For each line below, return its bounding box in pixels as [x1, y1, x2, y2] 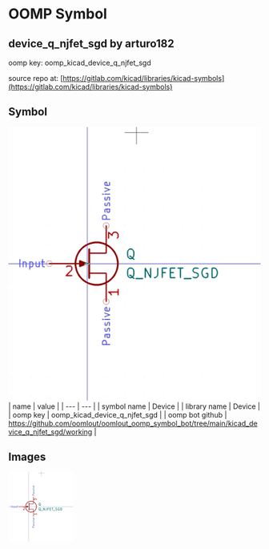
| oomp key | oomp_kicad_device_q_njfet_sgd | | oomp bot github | [8, 410, 227, 419]
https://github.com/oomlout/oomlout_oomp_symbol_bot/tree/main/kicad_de [8, 418, 258, 428]
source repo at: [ [8, 74, 63, 83]
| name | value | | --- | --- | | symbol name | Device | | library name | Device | [8, 402, 260, 411]
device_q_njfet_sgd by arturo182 [8, 37, 175, 50]
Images [8, 450, 46, 464]
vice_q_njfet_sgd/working [8, 426, 93, 437]
